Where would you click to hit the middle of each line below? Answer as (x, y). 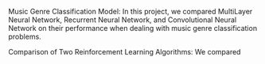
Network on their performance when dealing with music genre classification (132, 28)
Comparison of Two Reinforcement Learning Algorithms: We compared (125, 52)
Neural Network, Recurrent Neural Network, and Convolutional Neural (123, 20)
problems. (25, 36)
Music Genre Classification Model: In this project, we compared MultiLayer (131, 11)
